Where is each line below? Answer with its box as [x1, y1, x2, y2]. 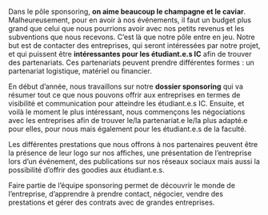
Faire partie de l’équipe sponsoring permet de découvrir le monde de [8, 181, 236, 190]
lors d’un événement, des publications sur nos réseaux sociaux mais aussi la [8, 157, 260, 166]
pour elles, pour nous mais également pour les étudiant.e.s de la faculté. [8, 124, 246, 133]
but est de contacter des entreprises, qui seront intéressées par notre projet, [8, 41, 261, 50]
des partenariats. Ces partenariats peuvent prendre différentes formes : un [8, 58, 254, 67]
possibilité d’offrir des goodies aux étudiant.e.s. [8, 165, 165, 174]
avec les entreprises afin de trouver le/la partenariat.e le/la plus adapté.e [8, 116, 248, 125]
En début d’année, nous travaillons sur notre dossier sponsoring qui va [8, 82, 244, 91]
